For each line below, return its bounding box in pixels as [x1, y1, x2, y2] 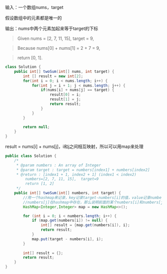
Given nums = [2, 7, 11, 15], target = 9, [17, 35, 94, 41]
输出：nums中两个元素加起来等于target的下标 [5, 25, 98, 31]
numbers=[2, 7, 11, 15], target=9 [25, 176, 99, 182]
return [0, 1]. [17, 55, 43, 61]
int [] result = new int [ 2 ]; [23, 74, 83, 79]
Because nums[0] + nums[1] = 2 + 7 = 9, [17, 45, 100, 51]
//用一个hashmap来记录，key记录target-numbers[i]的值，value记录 [23, 195, 151, 200]
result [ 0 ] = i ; [49, 92, 81, 97]
